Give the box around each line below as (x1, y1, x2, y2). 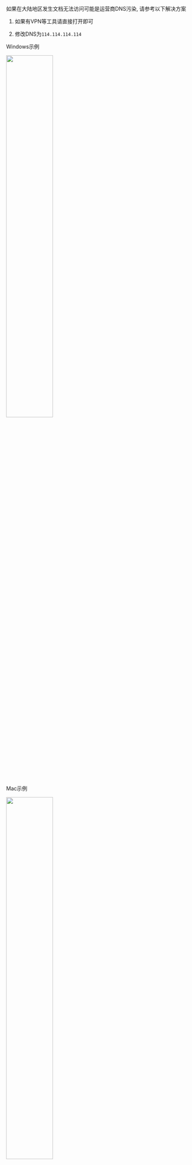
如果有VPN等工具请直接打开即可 (14, 18, 94, 25)
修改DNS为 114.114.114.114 (14, 30, 82, 37)
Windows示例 (6, 43, 40, 50)
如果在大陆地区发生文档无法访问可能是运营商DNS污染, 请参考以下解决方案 (6, 5, 187, 12)
